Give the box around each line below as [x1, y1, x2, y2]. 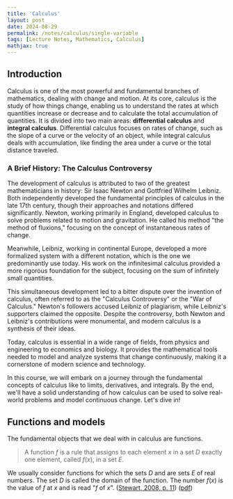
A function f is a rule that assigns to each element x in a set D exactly [24, 447, 223, 456]
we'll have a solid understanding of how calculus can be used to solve [7, 388, 209, 397]
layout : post [7, 17, 45, 24]
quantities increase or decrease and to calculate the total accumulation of [7, 109, 218, 117]
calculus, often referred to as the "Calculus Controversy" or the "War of [7, 295, 212, 303]
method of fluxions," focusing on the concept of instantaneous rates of [7, 223, 211, 232]
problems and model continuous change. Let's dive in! [24, 396, 181, 404]
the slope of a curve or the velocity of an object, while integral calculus [7, 131, 211, 139]
